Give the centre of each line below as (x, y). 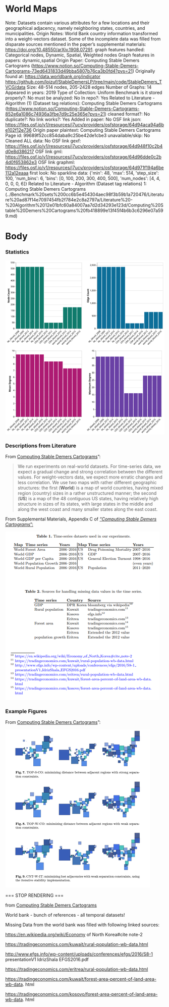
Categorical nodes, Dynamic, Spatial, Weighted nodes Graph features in (80, 55)
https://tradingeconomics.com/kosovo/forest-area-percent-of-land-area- (81, 994)
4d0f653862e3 (21, 162)
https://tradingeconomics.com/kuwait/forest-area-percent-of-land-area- (81, 979)
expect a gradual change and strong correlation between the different (90, 472)
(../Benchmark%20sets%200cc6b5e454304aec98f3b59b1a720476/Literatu (84, 194)
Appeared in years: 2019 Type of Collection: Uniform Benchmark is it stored (84, 92)
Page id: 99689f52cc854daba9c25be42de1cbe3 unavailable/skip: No (78, 135)
